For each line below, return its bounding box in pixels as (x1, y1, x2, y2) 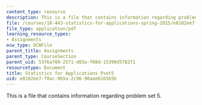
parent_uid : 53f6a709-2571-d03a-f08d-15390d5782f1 (6, 59, 136, 65)
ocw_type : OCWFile (6, 43, 52, 49)
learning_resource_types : (6, 31, 71, 37)
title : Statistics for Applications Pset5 (6, 70, 114, 76)
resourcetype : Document (6, 64, 66, 71)
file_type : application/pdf (6, 25, 77, 32)
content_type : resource (6, 8, 66, 15)
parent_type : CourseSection (6, 53, 77, 59)
